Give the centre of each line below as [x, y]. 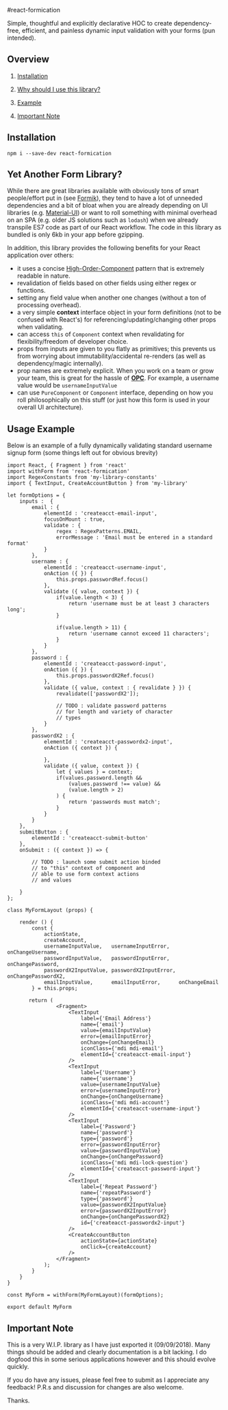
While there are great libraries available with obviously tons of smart [103, 191]
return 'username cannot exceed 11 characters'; [139, 634]
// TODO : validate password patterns [111, 706]
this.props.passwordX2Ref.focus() [105, 676]
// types [68, 718]
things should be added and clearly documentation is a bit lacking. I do [107, 1352]
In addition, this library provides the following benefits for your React [104, 248]
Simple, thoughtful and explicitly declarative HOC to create [90, 23]
